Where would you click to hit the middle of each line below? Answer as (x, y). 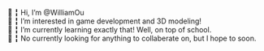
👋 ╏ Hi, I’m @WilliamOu (46, 13)
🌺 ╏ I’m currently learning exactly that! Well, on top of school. (110, 30)
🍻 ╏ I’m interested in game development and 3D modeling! (105, 21)
